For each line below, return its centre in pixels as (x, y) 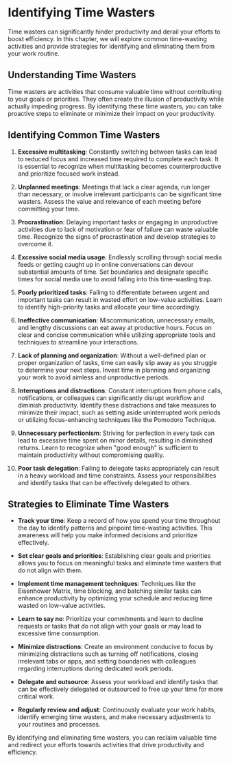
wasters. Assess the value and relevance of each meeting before (109, 201)
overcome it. (35, 244)
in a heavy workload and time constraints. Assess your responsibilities (117, 476)
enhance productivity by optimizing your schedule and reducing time (115, 598)
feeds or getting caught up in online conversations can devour (106, 264)
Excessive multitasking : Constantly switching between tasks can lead (117, 152)
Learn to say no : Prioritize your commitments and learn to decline (110, 619)
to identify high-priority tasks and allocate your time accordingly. (109, 307)
